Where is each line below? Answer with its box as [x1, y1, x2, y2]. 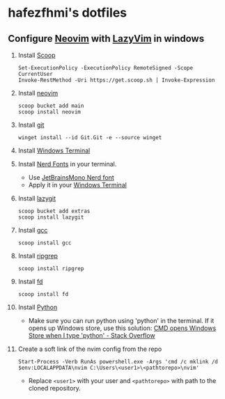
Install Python [17, 303, 58, 311]
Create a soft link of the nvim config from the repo [17, 345, 162, 353]
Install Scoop [17, 51, 56, 59]
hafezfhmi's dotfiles [8, 5, 127, 21]
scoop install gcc [17, 240, 72, 247]
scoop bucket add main [17, 102, 84, 109]
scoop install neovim [17, 109, 81, 116]
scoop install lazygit [17, 214, 84, 221]
